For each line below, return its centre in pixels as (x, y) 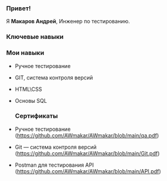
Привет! (18, 8)
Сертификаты (36, 116)
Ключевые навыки (35, 37)
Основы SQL (31, 100)
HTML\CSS (28, 89)
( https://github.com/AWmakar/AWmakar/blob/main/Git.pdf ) (87, 153)
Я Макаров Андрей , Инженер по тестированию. (68, 22)
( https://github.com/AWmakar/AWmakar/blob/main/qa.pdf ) (87, 135)
